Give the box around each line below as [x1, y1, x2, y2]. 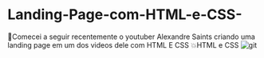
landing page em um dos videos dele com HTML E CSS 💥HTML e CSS [7, 40, 239, 49]
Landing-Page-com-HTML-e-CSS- [7, 6, 242, 24]
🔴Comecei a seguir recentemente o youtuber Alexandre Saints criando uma [7, 32, 256, 41]
